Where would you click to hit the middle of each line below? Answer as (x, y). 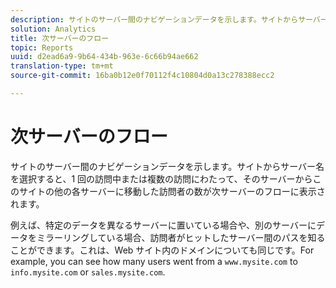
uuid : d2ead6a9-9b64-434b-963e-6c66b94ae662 (104, 57)
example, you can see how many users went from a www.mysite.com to (154, 261)
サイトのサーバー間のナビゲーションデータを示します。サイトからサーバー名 (167, 166)
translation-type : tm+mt (62, 66)
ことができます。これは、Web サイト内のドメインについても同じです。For (162, 250)
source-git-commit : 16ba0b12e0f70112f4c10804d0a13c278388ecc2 (142, 76)
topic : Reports (42, 47)
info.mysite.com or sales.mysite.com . (88, 272)
